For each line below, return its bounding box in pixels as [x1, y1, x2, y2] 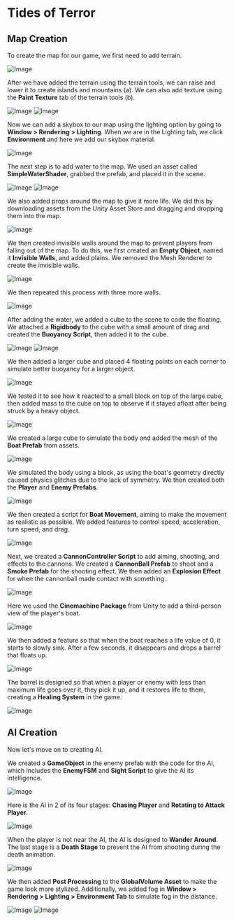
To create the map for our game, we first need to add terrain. [7, 51, 182, 59]
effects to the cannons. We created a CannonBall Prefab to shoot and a [7, 559, 214, 568]
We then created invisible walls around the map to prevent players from [7, 239, 213, 247]
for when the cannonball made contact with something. [7, 575, 166, 583]
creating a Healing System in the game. [7, 693, 122, 701]
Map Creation [7, 33, 68, 45]
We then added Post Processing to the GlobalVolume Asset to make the [7, 877, 217, 885]
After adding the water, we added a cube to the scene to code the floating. [7, 315, 222, 323]
